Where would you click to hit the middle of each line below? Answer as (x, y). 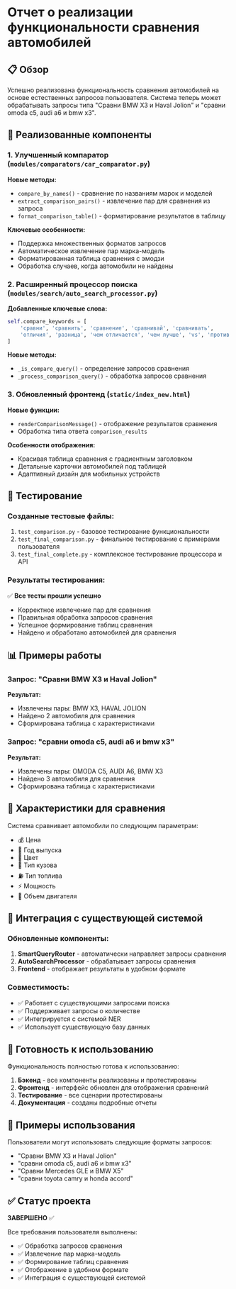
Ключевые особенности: (46, 229)
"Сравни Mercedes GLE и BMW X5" (71, 1171)
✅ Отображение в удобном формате (73, 1269)
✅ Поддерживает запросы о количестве (79, 1010)
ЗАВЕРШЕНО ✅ (31, 1217)
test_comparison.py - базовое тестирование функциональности (113, 532)
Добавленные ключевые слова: (57, 308)
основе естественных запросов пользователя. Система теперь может (114, 97)
